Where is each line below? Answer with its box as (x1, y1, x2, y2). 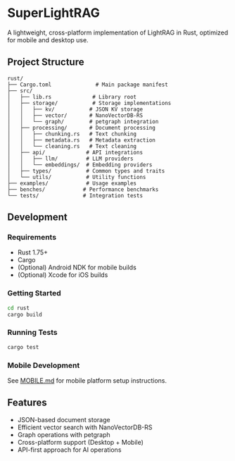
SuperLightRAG (7, 5, 100, 21)
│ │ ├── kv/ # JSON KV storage (7, 106, 143, 113)
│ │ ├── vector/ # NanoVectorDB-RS (7, 111, 143, 119)
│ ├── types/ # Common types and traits (7, 167, 165, 174)
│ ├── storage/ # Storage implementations (7, 99, 172, 106)
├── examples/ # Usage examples (7, 180, 137, 187)
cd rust (7, 305, 30, 312)
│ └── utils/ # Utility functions (7, 173, 146, 180)
